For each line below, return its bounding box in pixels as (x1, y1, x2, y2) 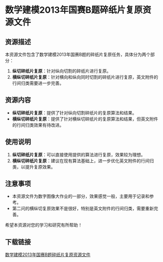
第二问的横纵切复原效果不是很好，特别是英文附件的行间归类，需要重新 (12, 206, 154, 212)
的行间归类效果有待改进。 (12, 122, 64, 128)
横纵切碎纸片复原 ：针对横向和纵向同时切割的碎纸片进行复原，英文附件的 (12, 74, 158, 80)
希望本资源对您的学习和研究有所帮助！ (5, 222, 82, 228)
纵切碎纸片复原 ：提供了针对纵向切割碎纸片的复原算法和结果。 (12, 109, 137, 115)
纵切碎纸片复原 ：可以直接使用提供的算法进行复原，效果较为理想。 (12, 152, 145, 157)
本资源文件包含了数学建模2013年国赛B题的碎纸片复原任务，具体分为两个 (5, 52, 151, 57)
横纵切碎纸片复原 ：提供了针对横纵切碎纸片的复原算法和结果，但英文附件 (12, 116, 158, 122)
